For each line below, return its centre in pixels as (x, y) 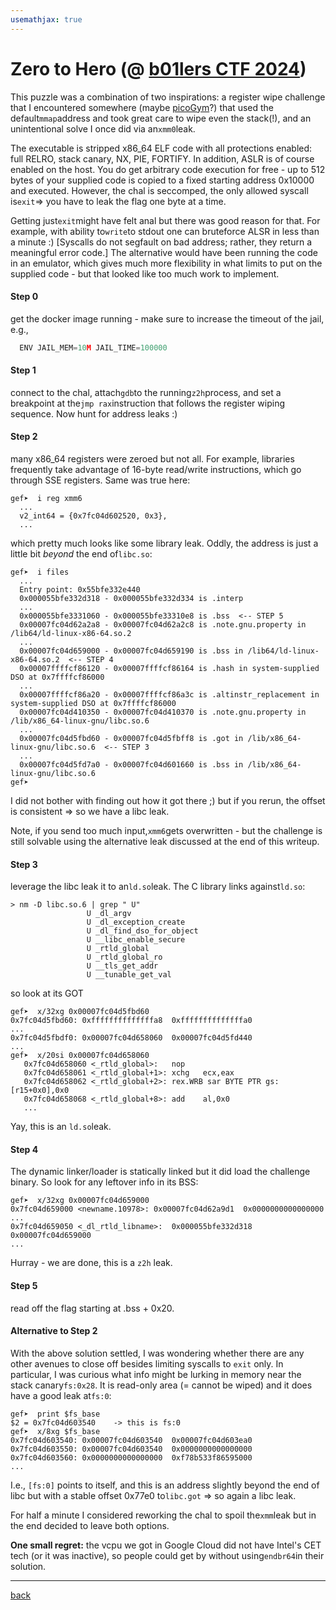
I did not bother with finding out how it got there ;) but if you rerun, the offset (168, 801)
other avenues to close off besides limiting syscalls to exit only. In (147, 1363)
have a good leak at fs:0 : (61, 1395)
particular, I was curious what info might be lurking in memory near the (156, 1374)
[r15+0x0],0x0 (40, 1091)
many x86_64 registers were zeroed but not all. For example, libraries (152, 459)
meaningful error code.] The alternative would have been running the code (164, 252)
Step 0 (24, 297)
